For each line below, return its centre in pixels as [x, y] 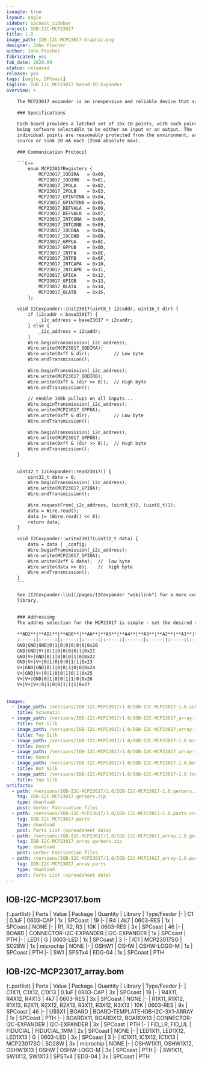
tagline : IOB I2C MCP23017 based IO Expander [64, 85]
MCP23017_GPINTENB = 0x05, [72, 203]
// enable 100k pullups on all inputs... [81, 399]
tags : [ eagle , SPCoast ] [36, 79]
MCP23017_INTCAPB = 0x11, [72, 270]
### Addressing [36, 617]
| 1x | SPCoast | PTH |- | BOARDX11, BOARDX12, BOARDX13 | [81, 1018]
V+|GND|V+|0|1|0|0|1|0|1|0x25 [55, 673]
